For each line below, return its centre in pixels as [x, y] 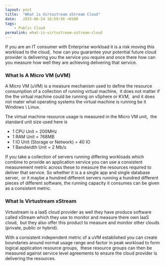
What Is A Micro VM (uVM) [38, 75]
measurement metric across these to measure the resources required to [78, 167]
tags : [11, 23]
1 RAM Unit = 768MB [33, 137]
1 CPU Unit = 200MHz [35, 132]
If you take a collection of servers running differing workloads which [75, 157]
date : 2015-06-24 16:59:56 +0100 [42, 19]
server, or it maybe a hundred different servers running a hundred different [82, 178]
